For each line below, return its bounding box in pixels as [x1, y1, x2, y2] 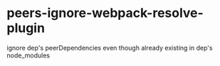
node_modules [6, 51, 51, 60]
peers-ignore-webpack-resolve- [6, 5, 204, 21]
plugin [6, 20, 46, 36]
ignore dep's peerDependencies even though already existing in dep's [6, 43, 213, 52]
